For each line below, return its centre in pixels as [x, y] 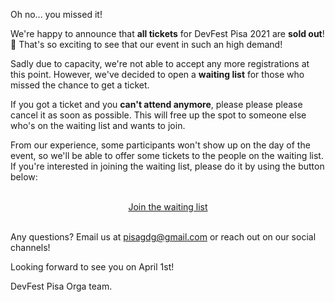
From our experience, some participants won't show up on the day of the [160, 145]
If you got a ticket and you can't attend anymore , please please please [156, 104]
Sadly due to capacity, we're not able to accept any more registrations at [160, 63]
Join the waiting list [168, 207]
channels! [30, 247]
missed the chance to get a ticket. [80, 85]
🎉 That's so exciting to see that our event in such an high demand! [146, 44]
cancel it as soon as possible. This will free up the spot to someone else [158, 115]
